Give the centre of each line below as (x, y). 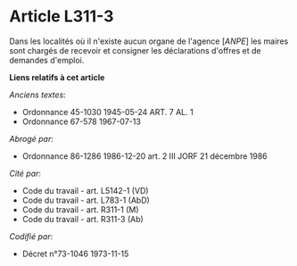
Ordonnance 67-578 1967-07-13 (81, 121)
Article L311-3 (62, 17)
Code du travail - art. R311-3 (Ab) (83, 219)
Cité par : (25, 173)
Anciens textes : (38, 95)
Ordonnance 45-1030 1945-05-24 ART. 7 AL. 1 (107, 112)
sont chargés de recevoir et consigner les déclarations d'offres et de (135, 50)
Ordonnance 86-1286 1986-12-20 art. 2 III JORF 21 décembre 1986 (144, 156)
